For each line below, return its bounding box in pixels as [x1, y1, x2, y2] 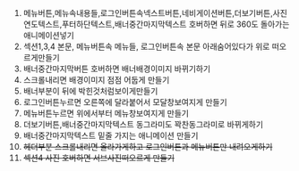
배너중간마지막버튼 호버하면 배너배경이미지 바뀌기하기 [22, 63, 211, 74]
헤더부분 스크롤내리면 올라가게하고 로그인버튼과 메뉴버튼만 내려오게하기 [22, 142, 273, 151]
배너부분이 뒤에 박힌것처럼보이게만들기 [22, 85, 158, 96]
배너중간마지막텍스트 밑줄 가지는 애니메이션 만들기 [22, 130, 199, 141]
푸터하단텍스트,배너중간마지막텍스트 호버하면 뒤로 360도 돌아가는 [62, 19, 290, 29]
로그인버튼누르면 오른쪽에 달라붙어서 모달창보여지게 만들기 [22, 97, 227, 107]
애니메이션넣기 [22, 30, 74, 40]
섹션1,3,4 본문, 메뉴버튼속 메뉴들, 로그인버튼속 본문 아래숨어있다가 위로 [22, 41, 270, 52]
